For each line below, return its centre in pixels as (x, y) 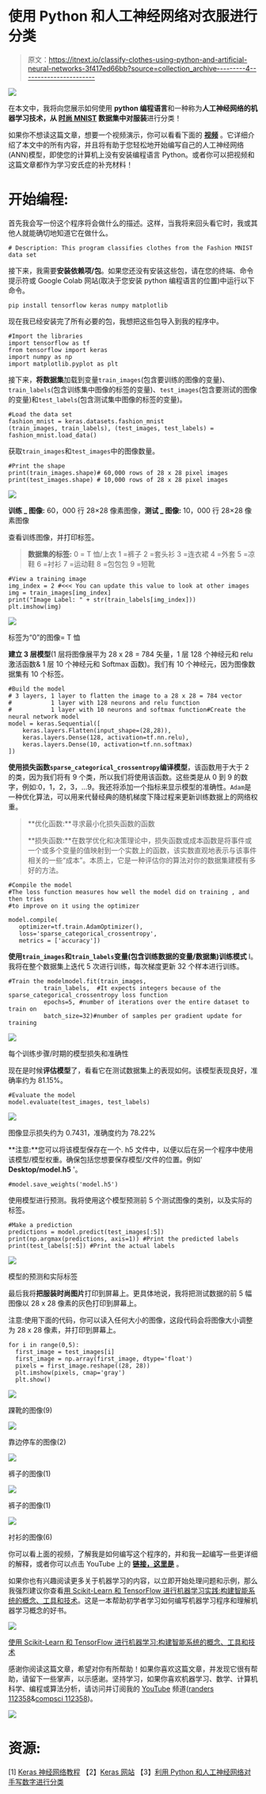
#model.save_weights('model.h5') (63, 1184)
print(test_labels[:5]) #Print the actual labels (92, 1245)
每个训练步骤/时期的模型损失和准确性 (68, 1053)
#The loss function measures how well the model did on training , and (129, 892)
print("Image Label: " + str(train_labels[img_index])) (102, 599)
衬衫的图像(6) (30, 1537)
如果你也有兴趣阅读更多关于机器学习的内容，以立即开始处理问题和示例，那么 (133, 1580)
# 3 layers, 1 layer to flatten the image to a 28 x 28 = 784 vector (125, 696)
